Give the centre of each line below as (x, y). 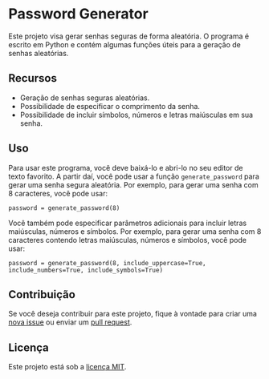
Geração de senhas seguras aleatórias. (85, 98)
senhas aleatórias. (39, 53)
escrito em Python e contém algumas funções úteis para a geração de (124, 44)
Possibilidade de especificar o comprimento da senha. (110, 106)
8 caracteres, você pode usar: (58, 193)
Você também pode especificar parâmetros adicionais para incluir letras (128, 223)
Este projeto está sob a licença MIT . (67, 367)
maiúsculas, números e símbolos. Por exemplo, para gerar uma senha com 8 (135, 231)
